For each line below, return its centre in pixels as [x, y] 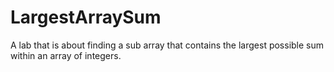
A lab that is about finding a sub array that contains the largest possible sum [167, 45]
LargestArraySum [86, 17]
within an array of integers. [66, 55]
